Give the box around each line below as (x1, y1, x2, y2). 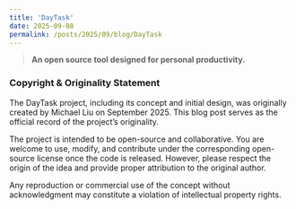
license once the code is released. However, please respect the (37, 152, 272, 163)
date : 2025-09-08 (9, 22, 74, 30)
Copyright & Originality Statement (9, 77, 161, 90)
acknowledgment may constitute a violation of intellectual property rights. (9, 189, 282, 200)
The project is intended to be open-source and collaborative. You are (9, 134, 265, 144)
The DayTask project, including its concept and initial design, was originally (9, 97, 287, 108)
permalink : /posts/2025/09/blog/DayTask (9, 30, 163, 39)
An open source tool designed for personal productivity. (30, 55, 246, 65)
